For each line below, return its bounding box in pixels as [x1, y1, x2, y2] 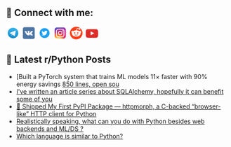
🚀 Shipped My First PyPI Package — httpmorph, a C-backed [15, 102, 190, 111]
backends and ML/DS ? [15, 124, 84, 133]
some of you [15, 94, 53, 103]
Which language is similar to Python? [15, 132, 124, 140]
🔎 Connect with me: [6, 7, 93, 19]
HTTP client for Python [29, 109, 97, 118]
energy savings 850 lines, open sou [15, 80, 120, 88]
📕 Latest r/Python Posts [6, 54, 112, 66]
